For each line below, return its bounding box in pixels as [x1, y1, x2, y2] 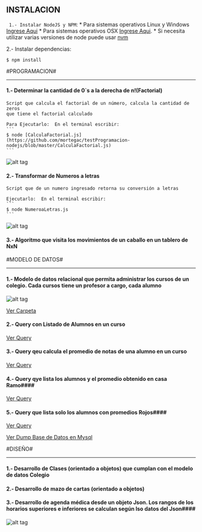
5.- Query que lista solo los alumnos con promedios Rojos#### [6, 408, 167, 416]
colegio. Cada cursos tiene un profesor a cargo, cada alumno [6, 282, 162, 289]
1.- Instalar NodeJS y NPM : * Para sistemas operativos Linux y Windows [8, 20, 189, 28]
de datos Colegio [6, 471, 50, 478]
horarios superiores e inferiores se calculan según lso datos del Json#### [6, 505, 196, 513]
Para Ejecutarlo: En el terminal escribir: [6, 122, 120, 128]
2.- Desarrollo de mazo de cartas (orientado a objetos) [6, 485, 145, 492]
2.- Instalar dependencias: [6, 45, 72, 52]
